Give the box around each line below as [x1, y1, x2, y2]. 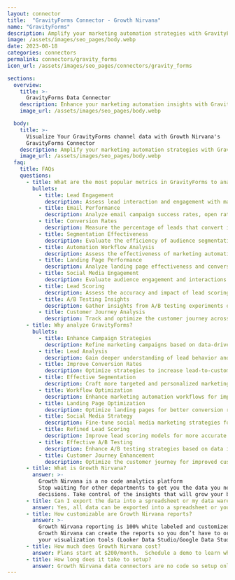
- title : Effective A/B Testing [38, 439, 133, 446]
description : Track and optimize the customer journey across [44, 316, 230, 323]
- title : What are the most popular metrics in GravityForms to [25, 178, 218, 185]
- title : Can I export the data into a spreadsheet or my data [25, 497, 215, 504]
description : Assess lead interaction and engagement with [44, 198, 220, 205]
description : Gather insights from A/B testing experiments [44, 302, 224, 309]
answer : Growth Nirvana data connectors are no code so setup [32, 563, 218, 570]
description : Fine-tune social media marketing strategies [44, 419, 220, 427]
